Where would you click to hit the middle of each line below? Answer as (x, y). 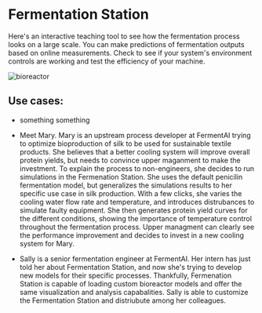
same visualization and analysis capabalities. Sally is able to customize (134, 292)
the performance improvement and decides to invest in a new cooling (132, 235)
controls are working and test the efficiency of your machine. (107, 61)
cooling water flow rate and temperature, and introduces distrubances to (137, 202)
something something (55, 120)
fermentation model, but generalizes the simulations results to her (126, 185)
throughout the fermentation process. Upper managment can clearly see (137, 227)
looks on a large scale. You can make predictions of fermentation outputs (126, 44)
